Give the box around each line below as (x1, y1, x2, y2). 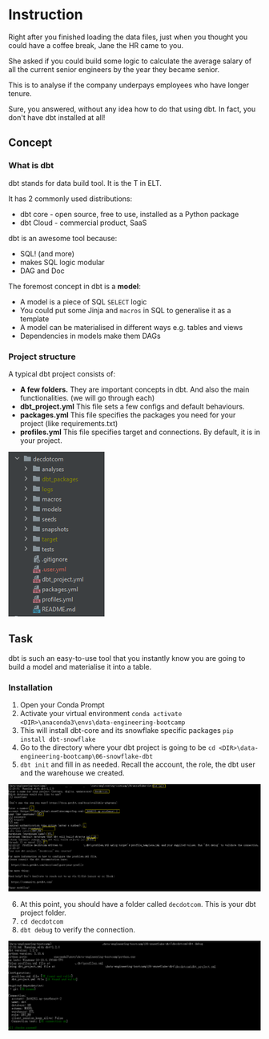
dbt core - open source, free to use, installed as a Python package (19, 209, 239, 219)
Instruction (8, 6, 83, 24)
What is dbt (8, 160, 54, 171)
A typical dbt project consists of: (8, 368, 116, 378)
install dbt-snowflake (19, 735, 96, 744)
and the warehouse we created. (19, 768, 126, 778)
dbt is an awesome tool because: (8, 233, 118, 243)
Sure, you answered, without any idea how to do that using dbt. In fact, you (8, 104, 256, 114)
